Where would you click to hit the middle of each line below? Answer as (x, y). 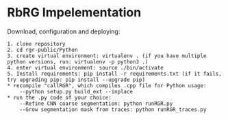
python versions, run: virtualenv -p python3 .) (78, 62)
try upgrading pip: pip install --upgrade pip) (76, 80)
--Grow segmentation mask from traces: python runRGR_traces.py (113, 109)
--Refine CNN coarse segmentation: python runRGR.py (96, 104)
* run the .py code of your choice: (59, 97)
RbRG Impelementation (74, 13)
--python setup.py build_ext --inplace (76, 91)
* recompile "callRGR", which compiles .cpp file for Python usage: (107, 86)
